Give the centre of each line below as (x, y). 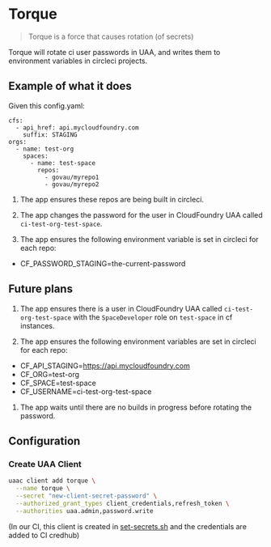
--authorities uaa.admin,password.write (85, 511)
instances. (37, 325)
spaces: (36, 156)
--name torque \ (43, 489)
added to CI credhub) (44, 535)
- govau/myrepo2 (72, 184)
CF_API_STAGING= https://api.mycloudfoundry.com (105, 366)
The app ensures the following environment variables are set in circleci (138, 341)
